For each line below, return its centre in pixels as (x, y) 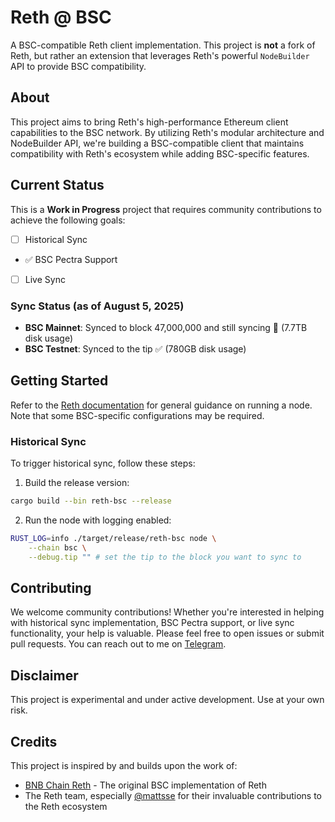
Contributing (51, 587)
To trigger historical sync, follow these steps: (103, 463)
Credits (34, 741)
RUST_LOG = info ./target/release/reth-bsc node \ (113, 538)
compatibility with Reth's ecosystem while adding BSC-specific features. (160, 153)
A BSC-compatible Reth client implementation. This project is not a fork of (163, 45)
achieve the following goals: (68, 220)
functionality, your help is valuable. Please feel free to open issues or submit (167, 633)
